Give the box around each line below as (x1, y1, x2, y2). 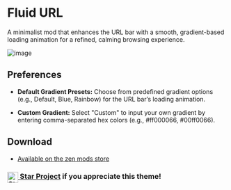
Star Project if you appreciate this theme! (19, 172, 161, 182)
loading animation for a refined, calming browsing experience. (7, 35, 185, 43)
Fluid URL (7, 5, 64, 21)
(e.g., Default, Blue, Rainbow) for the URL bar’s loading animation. (17, 95, 206, 103)
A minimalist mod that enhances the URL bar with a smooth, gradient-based (7, 28, 225, 36)
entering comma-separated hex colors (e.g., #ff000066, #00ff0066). (17, 116, 216, 124)
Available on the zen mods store (17, 155, 110, 163)
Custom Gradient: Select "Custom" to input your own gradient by (17, 108, 206, 116)
